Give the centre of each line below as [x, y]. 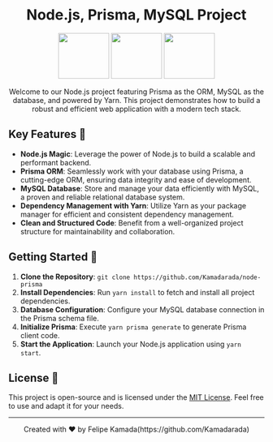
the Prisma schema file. [59, 318]
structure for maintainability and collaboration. [97, 231]
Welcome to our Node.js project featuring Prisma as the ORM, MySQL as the [136, 92]
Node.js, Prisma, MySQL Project [136, 15]
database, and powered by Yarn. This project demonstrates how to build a [136, 100]
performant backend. [56, 162]
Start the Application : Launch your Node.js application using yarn [130, 344]
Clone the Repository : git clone [75, 277]
